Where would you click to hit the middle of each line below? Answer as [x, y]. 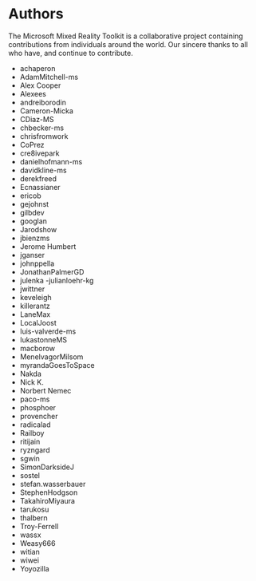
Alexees [33, 93]
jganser [32, 255]
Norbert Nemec [45, 390]
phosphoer [38, 407]
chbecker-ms [42, 128]
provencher [39, 416]
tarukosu [34, 509]
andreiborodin [43, 102]
